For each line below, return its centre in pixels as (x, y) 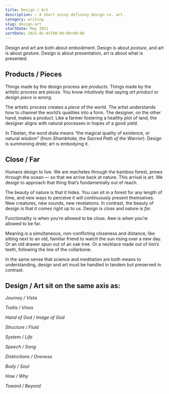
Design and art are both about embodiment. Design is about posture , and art (84, 48)
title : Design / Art (27, 10)
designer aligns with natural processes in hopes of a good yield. (72, 123)
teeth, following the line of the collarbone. (48, 249)
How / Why (17, 376)
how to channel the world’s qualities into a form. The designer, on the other (83, 112)
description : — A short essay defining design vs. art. (65, 15)
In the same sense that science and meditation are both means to (73, 259)
